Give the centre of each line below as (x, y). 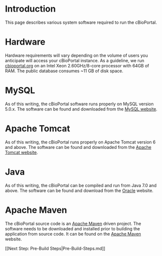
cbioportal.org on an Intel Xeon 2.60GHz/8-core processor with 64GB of (77, 65)
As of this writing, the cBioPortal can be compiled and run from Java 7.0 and (81, 185)
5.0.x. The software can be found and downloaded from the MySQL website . (81, 109)
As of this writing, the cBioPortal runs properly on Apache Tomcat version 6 (80, 142)
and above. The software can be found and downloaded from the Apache (78, 147)
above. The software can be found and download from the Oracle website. (79, 191)
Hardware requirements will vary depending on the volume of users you (77, 55)
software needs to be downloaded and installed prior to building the (73, 228)
